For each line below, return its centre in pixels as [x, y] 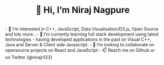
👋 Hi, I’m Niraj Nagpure [83, 10]
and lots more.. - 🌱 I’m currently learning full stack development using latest [82, 34]
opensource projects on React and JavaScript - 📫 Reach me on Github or [80, 50]
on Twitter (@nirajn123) [29, 57]
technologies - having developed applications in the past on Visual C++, [78, 39]
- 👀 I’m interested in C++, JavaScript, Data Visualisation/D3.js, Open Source [82, 29]
